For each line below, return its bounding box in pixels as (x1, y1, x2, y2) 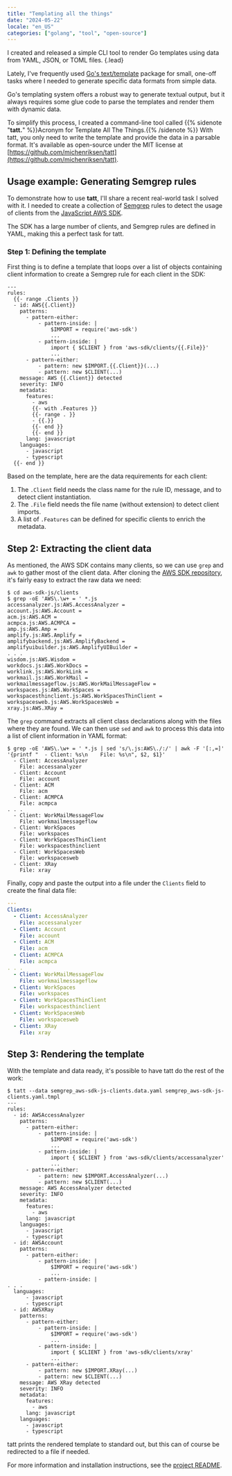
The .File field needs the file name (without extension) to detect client (17, 500, 220, 509)
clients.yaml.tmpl (7, 1094, 60, 1101)
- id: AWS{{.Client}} (13, 302, 76, 309)
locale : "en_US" (7, 23, 54, 30)
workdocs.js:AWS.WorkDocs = (7, 662, 89, 669)
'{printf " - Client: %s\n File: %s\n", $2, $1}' (7, 751, 166, 758)
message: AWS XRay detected (19, 1379, 100, 1386)
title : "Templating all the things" (7, 10, 113, 17)
